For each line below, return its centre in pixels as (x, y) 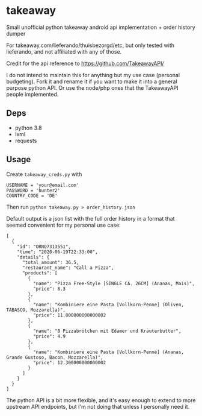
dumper (16, 33)
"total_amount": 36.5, (50, 262)
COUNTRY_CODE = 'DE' (32, 196)
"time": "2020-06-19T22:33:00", (57, 252)
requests (26, 140)
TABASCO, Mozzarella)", (36, 310)
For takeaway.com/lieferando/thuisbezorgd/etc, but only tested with (90, 45)
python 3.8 (28, 128)
